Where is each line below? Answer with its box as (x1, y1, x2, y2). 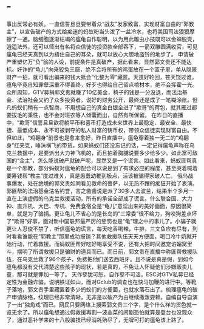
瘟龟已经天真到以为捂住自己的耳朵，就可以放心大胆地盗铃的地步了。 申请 (6, 50, 189, 58)
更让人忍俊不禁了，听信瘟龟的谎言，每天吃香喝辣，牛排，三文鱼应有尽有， (6, 225, 192, 232)
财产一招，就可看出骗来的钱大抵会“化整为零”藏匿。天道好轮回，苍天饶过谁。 (6, 73, 197, 81)
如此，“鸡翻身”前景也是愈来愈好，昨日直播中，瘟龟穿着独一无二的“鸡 (11, 134, 184, 141)
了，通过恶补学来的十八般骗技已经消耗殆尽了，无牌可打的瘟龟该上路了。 (6, 316, 187, 324)
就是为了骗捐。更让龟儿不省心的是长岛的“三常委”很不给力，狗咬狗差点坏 (16, 209, 197, 217)
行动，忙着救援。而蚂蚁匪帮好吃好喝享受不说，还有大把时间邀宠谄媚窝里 (11, 240, 192, 248)
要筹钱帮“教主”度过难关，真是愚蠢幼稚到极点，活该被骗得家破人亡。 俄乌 (6, 172, 188, 179)
